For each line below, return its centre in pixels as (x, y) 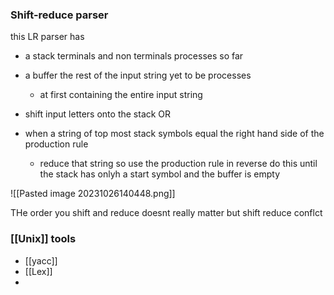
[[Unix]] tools (43, 239)
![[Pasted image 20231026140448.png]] (93, 194)
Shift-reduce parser (59, 15)
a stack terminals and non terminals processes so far (134, 56)
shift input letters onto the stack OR (98, 114)
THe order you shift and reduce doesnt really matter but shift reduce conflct (166, 213)
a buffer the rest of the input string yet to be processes (138, 75)
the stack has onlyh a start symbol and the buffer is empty (160, 174)
